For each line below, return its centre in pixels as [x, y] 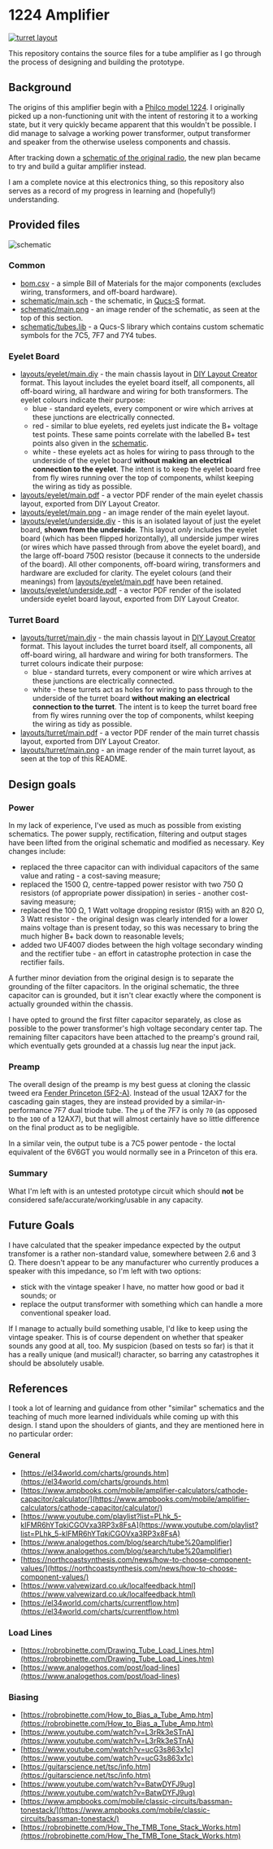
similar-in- [208, 1102]
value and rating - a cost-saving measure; [90, 876]
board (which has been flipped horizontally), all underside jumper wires [139, 538]
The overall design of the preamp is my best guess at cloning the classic [130, 1084]
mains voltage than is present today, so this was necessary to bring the [139, 928]
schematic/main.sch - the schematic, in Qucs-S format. [113, 300]
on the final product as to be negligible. [74, 1128]
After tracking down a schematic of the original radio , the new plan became [135, 157]
